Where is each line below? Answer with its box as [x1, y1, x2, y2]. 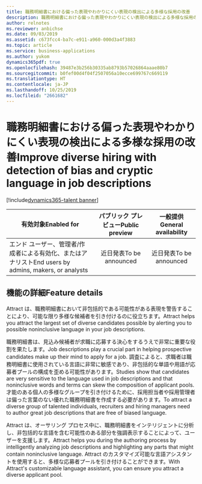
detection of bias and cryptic [6, 164, 153, 177]
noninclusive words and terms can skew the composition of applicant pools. [6, 381, 195, 388]
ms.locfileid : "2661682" [6, 93, 69, 99]
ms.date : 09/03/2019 [6, 31, 58, 37]
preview [109, 228, 133, 237]
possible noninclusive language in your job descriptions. [6, 325, 145, 332]
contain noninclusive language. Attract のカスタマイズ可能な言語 [6, 450, 167, 458]
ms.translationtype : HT [6, 76, 66, 82]
